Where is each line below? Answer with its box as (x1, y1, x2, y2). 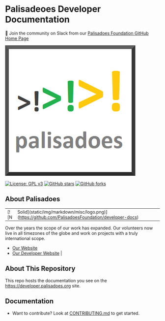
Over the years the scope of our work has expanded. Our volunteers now (5, 225, 153, 231)
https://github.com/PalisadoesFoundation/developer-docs (19, 214, 137, 220)
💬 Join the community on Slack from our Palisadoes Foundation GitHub (5, 30, 149, 36)
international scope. (5, 235, 46, 241)
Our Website (12, 245, 38, 251)
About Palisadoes (5, 195, 60, 203)
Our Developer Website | (12, 250, 62, 256)
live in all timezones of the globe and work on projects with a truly (5, 230, 138, 236)
